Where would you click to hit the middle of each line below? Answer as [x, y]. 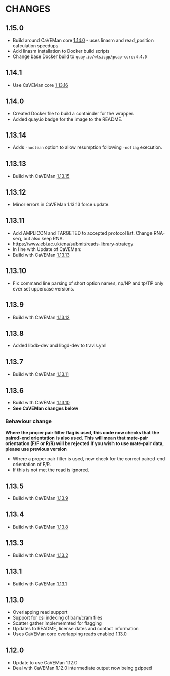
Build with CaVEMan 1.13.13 [41, 255]
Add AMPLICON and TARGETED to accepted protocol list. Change [82, 233]
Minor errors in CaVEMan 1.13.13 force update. [61, 205]
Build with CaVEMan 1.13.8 [40, 527]
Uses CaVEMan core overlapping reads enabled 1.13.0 [70, 634]
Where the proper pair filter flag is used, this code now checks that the [82, 433]
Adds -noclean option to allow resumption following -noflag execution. [88, 147]
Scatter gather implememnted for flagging [57, 623]
